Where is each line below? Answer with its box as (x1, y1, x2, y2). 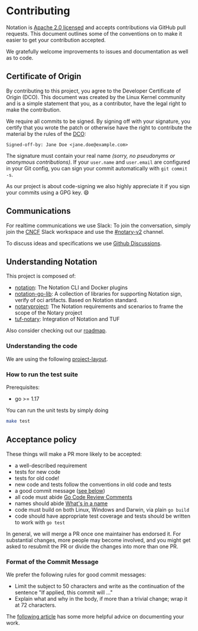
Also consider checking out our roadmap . (6, 327, 108, 334)
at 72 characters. (14, 601, 57, 608)
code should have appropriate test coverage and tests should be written (14, 512, 191, 519)
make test (6, 418, 31, 424)
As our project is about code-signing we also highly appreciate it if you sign (6, 182, 190, 189)
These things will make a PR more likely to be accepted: (6, 450, 142, 458)
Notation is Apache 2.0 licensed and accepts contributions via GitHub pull (6, 24, 186, 31)
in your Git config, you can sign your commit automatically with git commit (6, 164, 188, 172)
